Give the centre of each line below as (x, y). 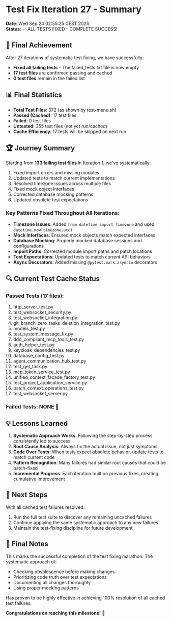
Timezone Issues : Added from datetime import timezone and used (84, 224)
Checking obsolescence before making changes (64, 572)
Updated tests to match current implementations (64, 178)
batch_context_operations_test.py (48, 388)
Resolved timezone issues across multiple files (62, 184)
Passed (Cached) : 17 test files (45, 115)
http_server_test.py (33, 307)
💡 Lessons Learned (37, 423)
